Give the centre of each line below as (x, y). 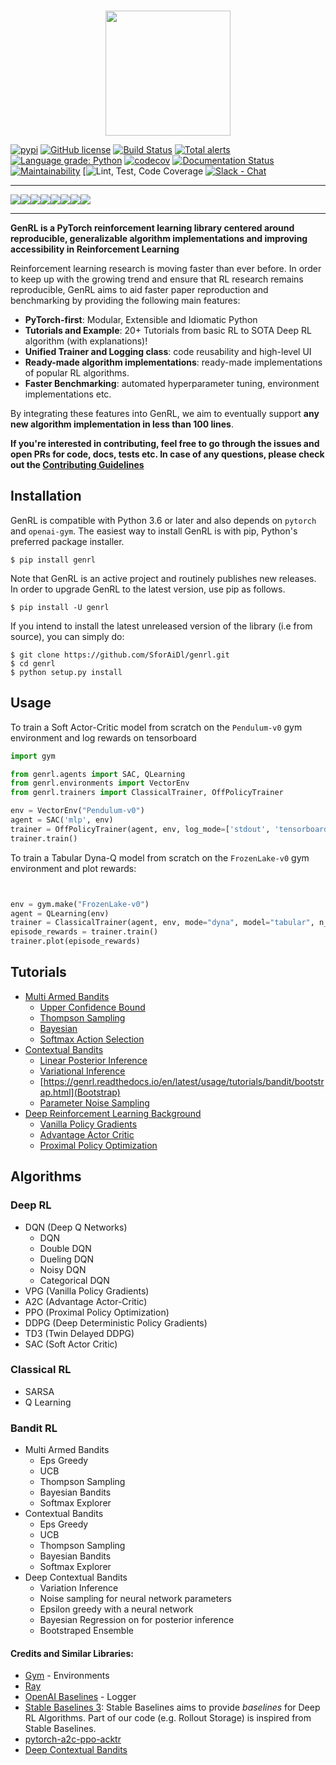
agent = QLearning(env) (60, 913)
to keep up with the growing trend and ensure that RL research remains (157, 279)
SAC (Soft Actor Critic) (71, 1344)
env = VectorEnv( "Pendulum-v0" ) (77, 811)
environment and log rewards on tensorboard (103, 737)
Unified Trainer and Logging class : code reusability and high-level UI (168, 351)
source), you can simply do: (67, 636)
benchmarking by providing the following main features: (125, 300)
